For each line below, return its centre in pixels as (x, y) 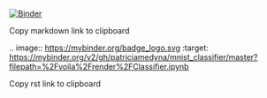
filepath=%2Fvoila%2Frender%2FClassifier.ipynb (99, 67)
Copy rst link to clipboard (55, 83)
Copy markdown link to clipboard (69, 30)
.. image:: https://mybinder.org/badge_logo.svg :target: (109, 48)
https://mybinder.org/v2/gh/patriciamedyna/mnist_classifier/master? (133, 57)
